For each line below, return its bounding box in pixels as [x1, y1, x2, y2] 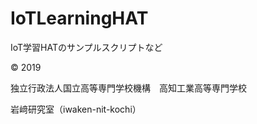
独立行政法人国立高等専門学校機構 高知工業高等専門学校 [10, 82, 247, 94]
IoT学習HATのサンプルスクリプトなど [10, 41, 163, 53]
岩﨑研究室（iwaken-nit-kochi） [10, 103, 142, 115]
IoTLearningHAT [10, 7, 149, 30]
